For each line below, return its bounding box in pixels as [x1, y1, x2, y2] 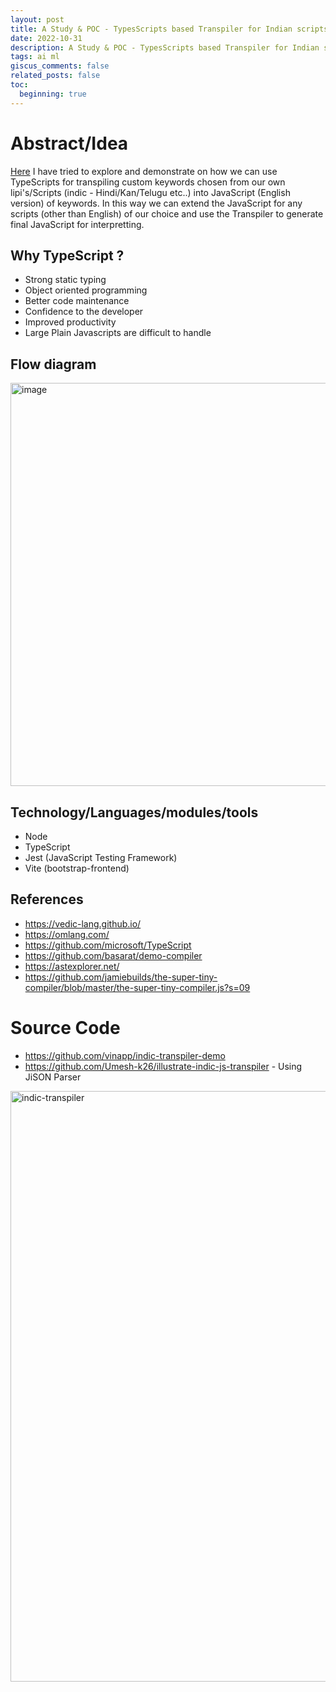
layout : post [10, 14, 65, 25]
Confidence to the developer [24, 306, 144, 318]
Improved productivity [24, 316, 117, 328]
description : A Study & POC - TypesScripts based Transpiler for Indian [10, 42, 320, 53]
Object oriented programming [24, 284, 148, 296]
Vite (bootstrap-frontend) [24, 862, 130, 874]
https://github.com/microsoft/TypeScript [24, 939, 192, 951]
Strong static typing [24, 274, 107, 286]
